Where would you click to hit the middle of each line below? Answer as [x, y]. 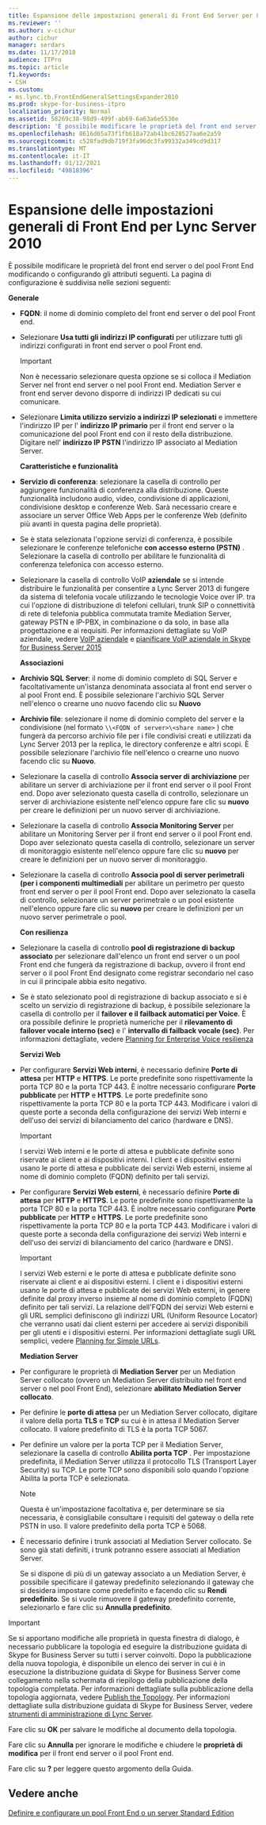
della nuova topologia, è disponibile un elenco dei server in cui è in [117, 1663]
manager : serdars [37, 45]
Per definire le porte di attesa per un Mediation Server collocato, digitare [139, 1412]
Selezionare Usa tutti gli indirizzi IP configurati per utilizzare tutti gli [131, 337]
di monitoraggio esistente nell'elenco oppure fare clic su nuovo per [129, 851]
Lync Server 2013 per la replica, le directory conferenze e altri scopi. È [134, 744]
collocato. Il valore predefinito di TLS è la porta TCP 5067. [114, 1429]
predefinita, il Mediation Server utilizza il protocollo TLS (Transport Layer [138, 1461]
